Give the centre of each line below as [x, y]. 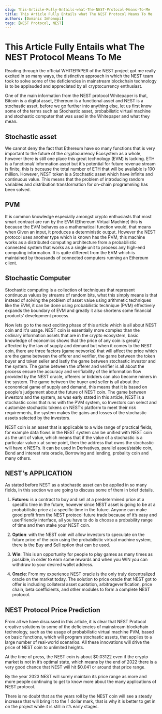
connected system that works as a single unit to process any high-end [75, 247]
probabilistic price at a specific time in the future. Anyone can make [79, 510]
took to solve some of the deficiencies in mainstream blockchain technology [81, 81]
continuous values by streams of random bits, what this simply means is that [81, 295]
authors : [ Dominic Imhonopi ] [34, 18]
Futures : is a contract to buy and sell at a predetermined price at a [78, 500]
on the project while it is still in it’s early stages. [52, 707]
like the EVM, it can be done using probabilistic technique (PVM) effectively [80, 305]
